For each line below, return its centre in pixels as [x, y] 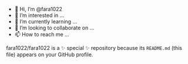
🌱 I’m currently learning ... [46, 21]
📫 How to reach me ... [42, 34]
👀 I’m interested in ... [39, 15]
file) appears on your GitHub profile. [50, 55]
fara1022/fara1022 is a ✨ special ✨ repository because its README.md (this [94, 48]
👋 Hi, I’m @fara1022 [38, 9]
